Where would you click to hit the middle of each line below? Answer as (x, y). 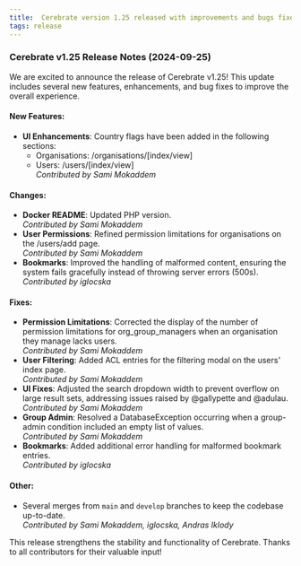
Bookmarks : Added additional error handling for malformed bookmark (152, 446)
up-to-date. (43, 515)
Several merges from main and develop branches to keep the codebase (153, 505)
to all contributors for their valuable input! (86, 552)
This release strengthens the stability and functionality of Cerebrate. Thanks (150, 542)
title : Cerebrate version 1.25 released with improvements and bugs (142, 17)
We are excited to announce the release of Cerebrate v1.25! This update (142, 76)
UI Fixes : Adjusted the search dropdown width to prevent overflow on (150, 389)
